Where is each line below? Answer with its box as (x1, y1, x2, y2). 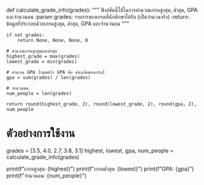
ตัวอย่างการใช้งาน (6, 127, 75, 140)
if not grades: (6, 32, 45, 38)
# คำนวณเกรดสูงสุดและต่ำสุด (6, 48, 57, 54)
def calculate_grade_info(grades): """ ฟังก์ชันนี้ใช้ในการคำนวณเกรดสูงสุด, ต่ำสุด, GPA (6, 7, 199, 13)
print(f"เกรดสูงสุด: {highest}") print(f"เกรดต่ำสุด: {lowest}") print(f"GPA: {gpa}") (6, 165, 194, 172)
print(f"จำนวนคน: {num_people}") (6, 172, 87, 179)
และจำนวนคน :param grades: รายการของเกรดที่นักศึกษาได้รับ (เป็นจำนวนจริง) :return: (6, 13, 190, 20)
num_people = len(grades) (6, 90, 72, 96)
